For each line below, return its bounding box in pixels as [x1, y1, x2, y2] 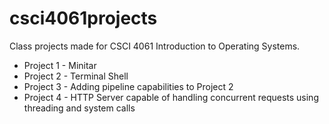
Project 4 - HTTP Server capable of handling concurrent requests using [23, 91, 319, 103]
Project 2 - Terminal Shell [23, 70, 129, 82]
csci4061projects [9, 7, 158, 30]
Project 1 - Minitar [23, 59, 97, 71]
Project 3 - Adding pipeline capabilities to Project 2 [23, 80, 234, 92]
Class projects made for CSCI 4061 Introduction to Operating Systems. [9, 40, 301, 52]
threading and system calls [23, 102, 136, 114]
